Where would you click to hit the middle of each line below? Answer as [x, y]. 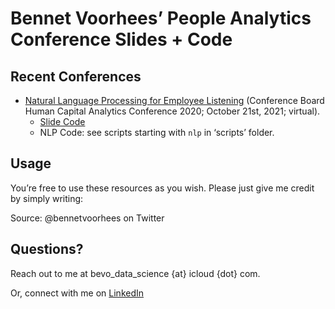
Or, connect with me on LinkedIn [77, 293]
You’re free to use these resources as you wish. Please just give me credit [162, 188]
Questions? [47, 249]
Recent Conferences [76, 76]
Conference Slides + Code [121, 39]
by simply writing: [47, 198]
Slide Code [62, 121]
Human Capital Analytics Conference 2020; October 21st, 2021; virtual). [172, 111]
